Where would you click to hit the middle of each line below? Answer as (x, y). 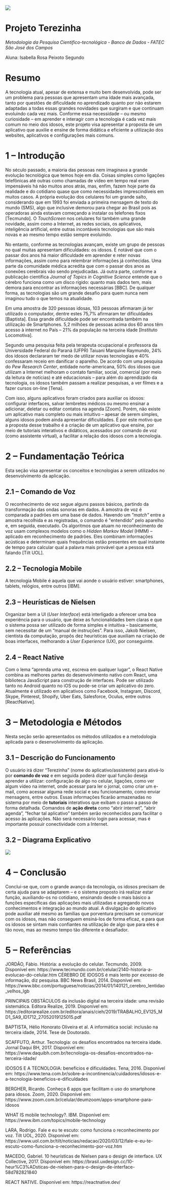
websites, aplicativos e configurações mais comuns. (60, 135)
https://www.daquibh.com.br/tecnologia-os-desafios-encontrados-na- (79, 1053)
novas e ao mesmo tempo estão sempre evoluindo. (59, 234)
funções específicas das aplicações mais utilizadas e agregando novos (80, 903)
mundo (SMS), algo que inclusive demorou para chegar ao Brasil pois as (81, 207)
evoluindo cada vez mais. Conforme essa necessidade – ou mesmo (76, 113)
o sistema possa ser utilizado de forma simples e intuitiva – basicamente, (82, 625)
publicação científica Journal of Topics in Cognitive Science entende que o (84, 277)
